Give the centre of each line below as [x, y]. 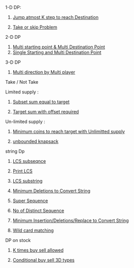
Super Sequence [30, 201]
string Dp [15, 151]
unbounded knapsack [35, 141]
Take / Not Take [22, 82]
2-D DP [13, 37]
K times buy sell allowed [38, 250]
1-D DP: [13, 7]
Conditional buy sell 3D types [44, 260]
